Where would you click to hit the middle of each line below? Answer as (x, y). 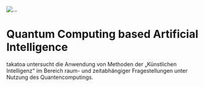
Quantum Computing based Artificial (102, 34)
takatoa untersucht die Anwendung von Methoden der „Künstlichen (92, 64)
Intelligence (37, 47)
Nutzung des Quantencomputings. (50, 77)
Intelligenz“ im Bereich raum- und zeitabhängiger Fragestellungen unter (97, 70)
